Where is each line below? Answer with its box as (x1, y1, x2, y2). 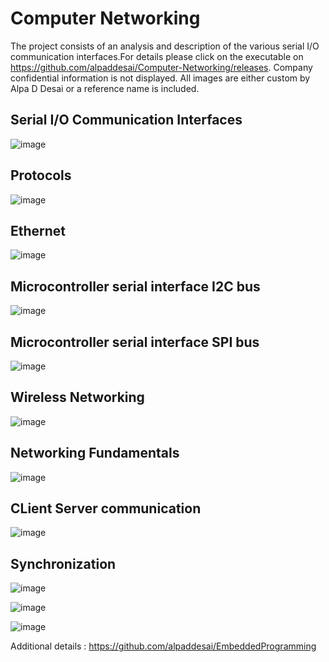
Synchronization (10, 555, 117, 572)
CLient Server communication (10, 500, 202, 517)
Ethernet (10, 222, 67, 239)
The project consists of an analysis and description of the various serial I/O (10, 40, 320, 52)
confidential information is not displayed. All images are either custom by (10, 72, 311, 84)
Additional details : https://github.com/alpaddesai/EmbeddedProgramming (10, 640, 317, 652)
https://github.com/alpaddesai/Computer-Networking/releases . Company (10, 61, 313, 73)
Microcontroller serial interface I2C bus (10, 278, 261, 295)
